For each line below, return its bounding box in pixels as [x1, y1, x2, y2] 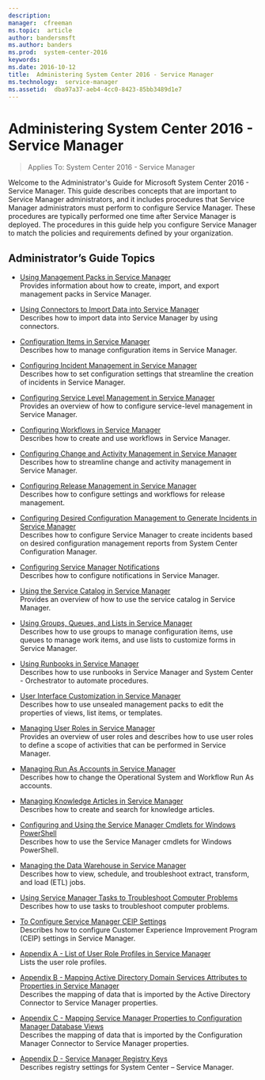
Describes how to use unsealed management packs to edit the [19, 699, 224, 710]
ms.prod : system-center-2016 [8, 48, 108, 56]
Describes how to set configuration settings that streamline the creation [19, 370, 254, 379]
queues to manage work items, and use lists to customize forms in [19, 635, 236, 645]
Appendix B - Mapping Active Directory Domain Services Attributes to [19, 973, 248, 982]
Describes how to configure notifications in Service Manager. [19, 571, 220, 580]
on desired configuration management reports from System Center [19, 538, 238, 548]
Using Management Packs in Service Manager [19, 273, 172, 282]
